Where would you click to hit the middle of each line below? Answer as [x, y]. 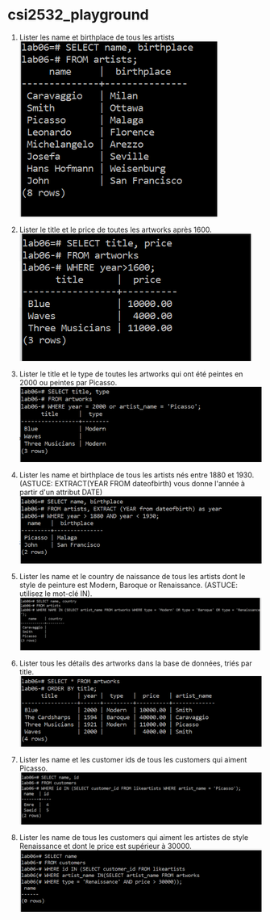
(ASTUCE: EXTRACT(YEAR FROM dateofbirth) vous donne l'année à [132, 484]
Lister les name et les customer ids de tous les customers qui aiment [133, 760]
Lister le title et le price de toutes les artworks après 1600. [115, 229]
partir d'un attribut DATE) [61, 492]
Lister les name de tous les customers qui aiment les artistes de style [134, 837]
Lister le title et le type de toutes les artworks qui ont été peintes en [131, 374]
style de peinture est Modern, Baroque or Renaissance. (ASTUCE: [129, 585]
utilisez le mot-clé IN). [56, 594]
